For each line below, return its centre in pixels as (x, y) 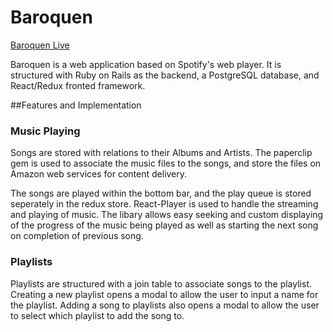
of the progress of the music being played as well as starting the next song (164, 225)
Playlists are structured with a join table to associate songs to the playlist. (161, 283)
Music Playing (45, 131)
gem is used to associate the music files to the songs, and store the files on (166, 163)
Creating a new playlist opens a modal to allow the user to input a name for (164, 294)
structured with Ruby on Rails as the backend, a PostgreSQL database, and (165, 75)
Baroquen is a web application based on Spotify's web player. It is (146, 64)
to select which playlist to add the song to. (97, 315)
